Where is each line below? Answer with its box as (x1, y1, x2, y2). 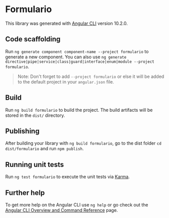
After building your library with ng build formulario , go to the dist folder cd (5, 140, 161, 146)
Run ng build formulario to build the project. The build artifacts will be (5, 107, 153, 113)
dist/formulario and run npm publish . (5, 146, 84, 152)
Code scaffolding (5, 35, 61, 43)
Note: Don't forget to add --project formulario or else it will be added (17, 73, 164, 79)
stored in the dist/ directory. (5, 112, 66, 118)
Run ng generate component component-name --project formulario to (5, 48, 149, 54)
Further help (5, 188, 45, 197)
